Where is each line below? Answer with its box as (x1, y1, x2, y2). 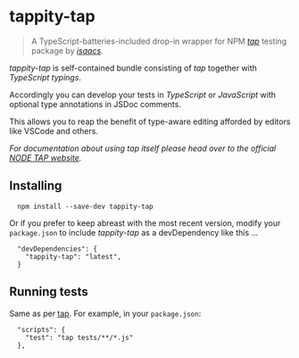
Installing (9, 179, 62, 194)
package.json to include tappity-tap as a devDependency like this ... (9, 227, 259, 237)
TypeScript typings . (9, 71, 82, 82)
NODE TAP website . (9, 152, 82, 162)
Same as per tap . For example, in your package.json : (9, 308, 202, 319)
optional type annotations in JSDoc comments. (9, 98, 181, 109)
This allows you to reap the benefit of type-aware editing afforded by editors (9, 116, 291, 127)
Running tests (9, 284, 89, 300)
